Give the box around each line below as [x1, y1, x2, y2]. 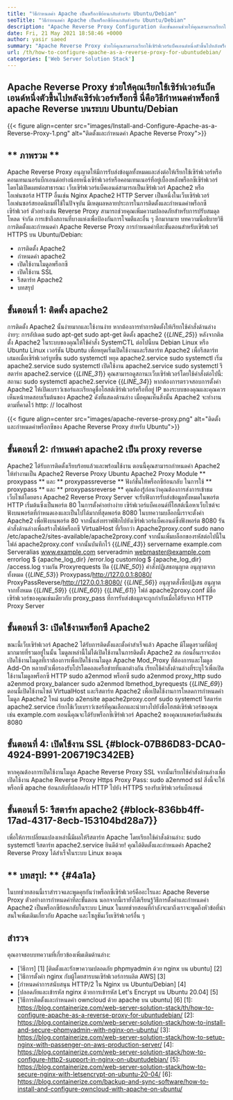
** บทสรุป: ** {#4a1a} [7, 869, 96, 881]
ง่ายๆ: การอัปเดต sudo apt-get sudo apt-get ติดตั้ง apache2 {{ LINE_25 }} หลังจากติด [7, 330, 224, 339]
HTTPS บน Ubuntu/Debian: [7, 230, 83, 239]
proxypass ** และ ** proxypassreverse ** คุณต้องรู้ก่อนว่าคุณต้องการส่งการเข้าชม [7, 485, 213, 493]
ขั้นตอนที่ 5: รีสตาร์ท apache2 [7, 804, 118, 816]
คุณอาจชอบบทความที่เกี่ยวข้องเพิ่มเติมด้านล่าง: [7, 950, 111, 959]
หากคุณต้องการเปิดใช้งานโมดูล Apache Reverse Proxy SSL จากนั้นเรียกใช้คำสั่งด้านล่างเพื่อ [7, 767, 226, 776]
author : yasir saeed [7, 36, 67, 43]
